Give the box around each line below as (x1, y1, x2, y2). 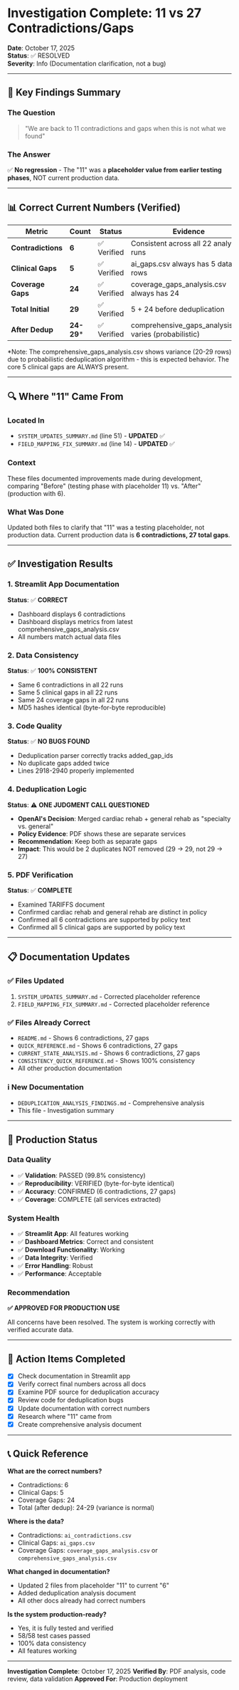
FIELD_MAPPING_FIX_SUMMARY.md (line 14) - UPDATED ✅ (17, 440, 176, 448)
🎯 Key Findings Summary (7, 87, 121, 99)
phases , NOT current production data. (7, 173, 119, 182)
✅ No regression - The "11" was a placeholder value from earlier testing (7, 165, 222, 174)
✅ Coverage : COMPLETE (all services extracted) (17, 1195, 161, 1203)
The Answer (7, 149, 51, 159)
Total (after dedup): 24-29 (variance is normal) (17, 1503, 155, 1511)
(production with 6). (7, 489, 65, 497)
